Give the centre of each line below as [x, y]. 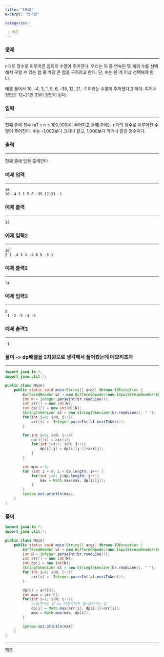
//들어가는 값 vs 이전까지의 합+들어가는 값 [69, 604]
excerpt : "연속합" [22, 14]
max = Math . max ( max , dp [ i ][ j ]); [73, 480]
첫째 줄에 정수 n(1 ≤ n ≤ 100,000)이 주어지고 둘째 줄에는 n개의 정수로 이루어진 [79, 125]
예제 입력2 [17, 235]
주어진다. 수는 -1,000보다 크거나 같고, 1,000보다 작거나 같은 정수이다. [80, 131]
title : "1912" [20, 10]
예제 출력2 [17, 268]
